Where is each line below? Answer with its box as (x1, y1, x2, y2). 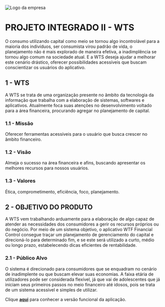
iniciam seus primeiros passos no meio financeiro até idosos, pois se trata (5, 281, 155, 287)
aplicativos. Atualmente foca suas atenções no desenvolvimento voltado (5, 102, 152, 108)
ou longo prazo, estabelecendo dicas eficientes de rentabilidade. (5, 242, 137, 248)
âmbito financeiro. (5, 136, 42, 143)
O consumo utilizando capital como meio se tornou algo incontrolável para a (5, 38, 160, 44)
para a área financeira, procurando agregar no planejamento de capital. (5, 108, 150, 114)
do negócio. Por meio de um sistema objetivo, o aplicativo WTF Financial (5, 227, 153, 232)
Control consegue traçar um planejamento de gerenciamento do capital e (5, 232, 154, 238)
